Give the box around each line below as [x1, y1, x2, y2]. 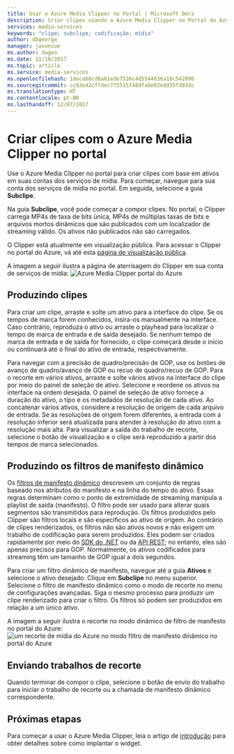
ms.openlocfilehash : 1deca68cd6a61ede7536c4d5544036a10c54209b [7, 75, 195, 82]
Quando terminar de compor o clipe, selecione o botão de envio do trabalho [7, 678, 225, 686]
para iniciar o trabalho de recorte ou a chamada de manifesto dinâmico [7, 686, 211, 694]
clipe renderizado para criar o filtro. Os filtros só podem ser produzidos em [7, 596, 223, 605]
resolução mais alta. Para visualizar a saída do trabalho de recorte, [7, 425, 198, 434]
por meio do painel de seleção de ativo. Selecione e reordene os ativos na [7, 380, 220, 389]
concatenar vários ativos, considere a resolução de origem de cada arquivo [7, 403, 224, 411]
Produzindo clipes [7, 289, 88, 301]
